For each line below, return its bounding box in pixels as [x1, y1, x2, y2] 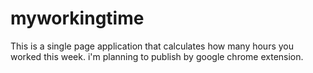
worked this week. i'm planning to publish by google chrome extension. [10, 50, 304, 62]
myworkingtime [10, 7, 145, 30]
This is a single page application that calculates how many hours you [10, 40, 295, 52]
